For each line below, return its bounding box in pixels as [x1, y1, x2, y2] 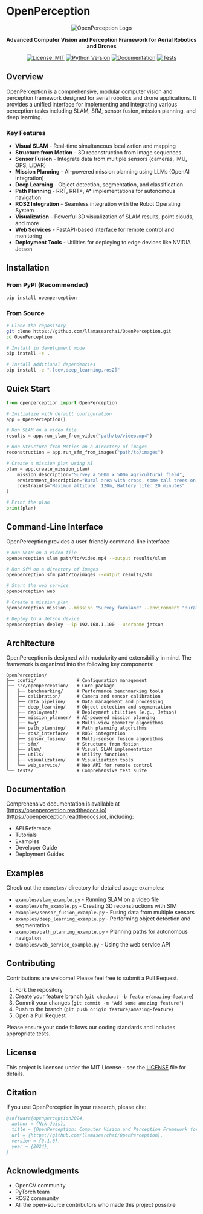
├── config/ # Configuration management [6, 678, 147, 684]
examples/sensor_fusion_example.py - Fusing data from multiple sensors [14, 908, 195, 916]
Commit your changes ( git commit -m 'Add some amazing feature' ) [14, 999, 184, 1006]
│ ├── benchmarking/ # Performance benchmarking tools [6, 688, 164, 694]
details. [6, 1070, 25, 1077]
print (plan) [6, 505, 36, 511]
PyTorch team [14, 1188, 50, 1196]
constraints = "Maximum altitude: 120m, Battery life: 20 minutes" [17, 483, 185, 489]
